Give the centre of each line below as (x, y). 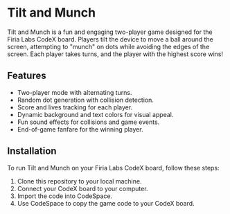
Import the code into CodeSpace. (65, 196)
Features (27, 76)
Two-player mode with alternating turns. (75, 92)
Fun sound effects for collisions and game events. (88, 122)
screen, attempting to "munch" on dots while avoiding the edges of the (108, 46)
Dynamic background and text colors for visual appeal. (95, 114)
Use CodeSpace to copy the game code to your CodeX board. (106, 203)
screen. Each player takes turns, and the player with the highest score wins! (115, 54)
